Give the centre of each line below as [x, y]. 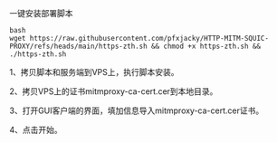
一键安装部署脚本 [41, 13]
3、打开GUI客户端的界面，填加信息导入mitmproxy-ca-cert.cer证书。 [137, 110]
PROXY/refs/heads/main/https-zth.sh [78, 46]
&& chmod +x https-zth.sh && [205, 46]
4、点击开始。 [36, 130]
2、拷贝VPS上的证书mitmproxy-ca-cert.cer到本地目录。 [114, 91]
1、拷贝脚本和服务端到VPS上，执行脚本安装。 [94, 72]
